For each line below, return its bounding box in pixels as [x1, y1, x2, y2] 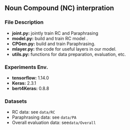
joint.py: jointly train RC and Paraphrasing [11, 30, 99, 36]
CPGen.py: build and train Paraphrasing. [11, 41, 96, 47]
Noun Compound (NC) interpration [4, 4, 114, 12]
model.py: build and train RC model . [11, 35, 88, 41]
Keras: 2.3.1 [11, 80, 36, 86]
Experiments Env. [4, 64, 48, 70]
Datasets [4, 98, 27, 105]
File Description [4, 19, 44, 26]
